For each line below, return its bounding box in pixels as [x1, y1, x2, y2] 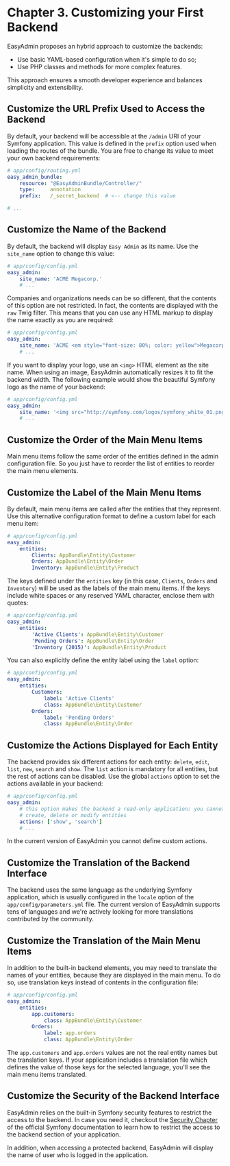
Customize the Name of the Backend [7, 224, 166, 236]
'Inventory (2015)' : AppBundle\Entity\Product [31, 644, 167, 651]
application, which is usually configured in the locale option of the [7, 893, 194, 901]
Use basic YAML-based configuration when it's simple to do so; [16, 55, 197, 63]
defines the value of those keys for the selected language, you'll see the [7, 1063, 211, 1071]
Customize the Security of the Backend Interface [7, 1090, 220, 1102]
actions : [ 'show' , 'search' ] [19, 818, 103, 825]
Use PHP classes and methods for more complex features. [16, 62, 183, 71]
